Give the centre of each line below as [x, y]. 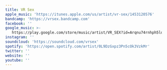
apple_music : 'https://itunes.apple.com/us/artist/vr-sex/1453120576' [80, 14]
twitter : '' [17, 51]
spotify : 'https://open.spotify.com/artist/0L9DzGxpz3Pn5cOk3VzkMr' [78, 46]
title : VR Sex [20, 10]
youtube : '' [17, 60]
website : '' [17, 55]
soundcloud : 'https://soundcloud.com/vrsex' [52, 42]
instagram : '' [20, 37]
